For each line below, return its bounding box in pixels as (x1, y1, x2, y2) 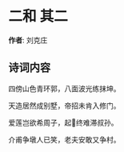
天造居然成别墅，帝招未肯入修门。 (8, 101, 121, 110)
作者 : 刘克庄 (8, 35, 48, 45)
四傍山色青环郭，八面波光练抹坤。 (8, 83, 121, 93)
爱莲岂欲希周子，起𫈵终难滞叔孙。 (8, 118, 118, 127)
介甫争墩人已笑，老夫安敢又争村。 (8, 134, 121, 144)
